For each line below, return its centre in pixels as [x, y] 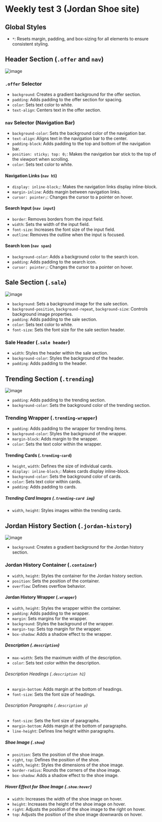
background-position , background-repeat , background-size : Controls [80, 309]
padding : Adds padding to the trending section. [59, 400]
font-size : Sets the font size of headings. [54, 694]
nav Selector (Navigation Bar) [40, 123]
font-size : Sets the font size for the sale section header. [69, 330]
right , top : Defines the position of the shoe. [56, 760]
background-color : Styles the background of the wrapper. [69, 434]
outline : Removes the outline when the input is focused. [69, 234]
